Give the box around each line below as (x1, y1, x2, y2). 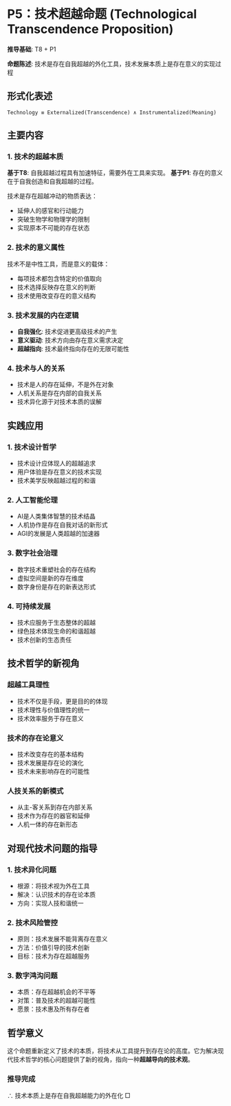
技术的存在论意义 (7, 733, 64, 742)
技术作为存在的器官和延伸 (16, 812, 90, 820)
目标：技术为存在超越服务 (16, 952, 90, 961)
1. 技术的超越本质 (7, 152, 64, 162)
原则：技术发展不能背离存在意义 (16, 935, 108, 943)
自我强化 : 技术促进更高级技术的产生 (16, 328, 118, 336)
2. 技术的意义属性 (7, 242, 65, 252)
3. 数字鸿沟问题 (7, 971, 58, 981)
